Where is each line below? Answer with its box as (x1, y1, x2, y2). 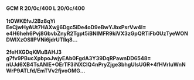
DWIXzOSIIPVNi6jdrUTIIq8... (6, 36, 78, 43)
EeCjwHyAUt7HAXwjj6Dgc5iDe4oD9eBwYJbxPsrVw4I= (6, 24, 147, 31)
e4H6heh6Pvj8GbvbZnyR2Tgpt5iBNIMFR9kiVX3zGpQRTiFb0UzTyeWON (6, 30, 189, 37)
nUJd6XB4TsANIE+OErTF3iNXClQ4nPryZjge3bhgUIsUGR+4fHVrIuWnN (6, 61, 186, 68)
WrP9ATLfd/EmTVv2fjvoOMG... (6, 67, 86, 74)
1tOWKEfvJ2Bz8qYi (6, 18, 56, 25)
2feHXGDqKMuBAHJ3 (6, 48, 62, 55)
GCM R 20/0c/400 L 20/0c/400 (6, 5, 85, 12)
